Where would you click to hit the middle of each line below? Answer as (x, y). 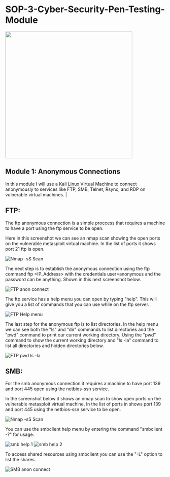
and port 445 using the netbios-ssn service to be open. (63, 410)
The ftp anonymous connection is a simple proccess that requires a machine (85, 223)
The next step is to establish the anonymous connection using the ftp (78, 268)
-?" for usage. (20, 434)
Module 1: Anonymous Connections (63, 172)
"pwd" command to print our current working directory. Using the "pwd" (81, 335)
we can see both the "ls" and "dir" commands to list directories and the (80, 329)
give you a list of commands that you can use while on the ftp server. (77, 304)
